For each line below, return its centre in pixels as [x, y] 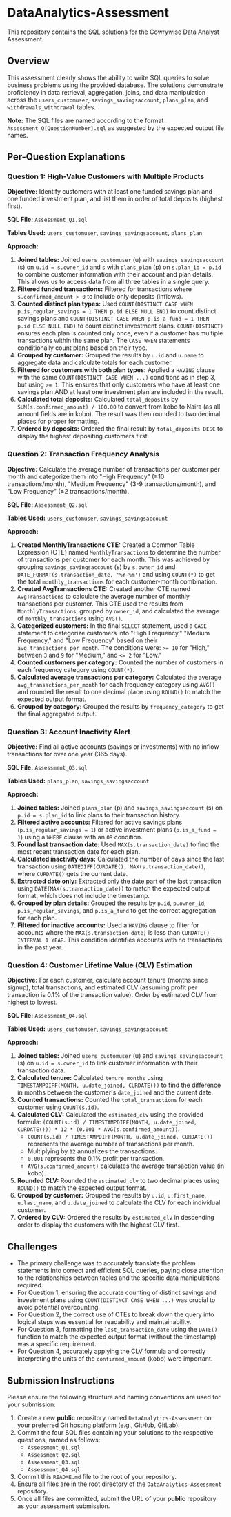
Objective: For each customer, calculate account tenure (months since [108, 980]
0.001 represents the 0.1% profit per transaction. [96, 1159]
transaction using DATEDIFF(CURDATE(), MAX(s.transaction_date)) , [111, 866]
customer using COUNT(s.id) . [58, 1107]
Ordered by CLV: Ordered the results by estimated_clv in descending [116, 1218]
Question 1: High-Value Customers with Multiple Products [106, 176]
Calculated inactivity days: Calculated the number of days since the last [121, 859]
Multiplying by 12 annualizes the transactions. [92, 1151]
